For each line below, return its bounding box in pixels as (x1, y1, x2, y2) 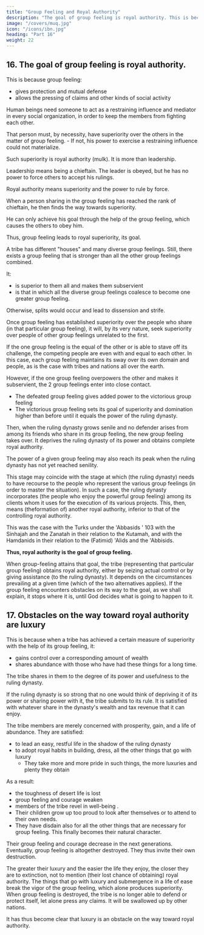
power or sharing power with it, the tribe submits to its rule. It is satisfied (6, 697, 187, 704)
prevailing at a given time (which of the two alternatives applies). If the (6, 579, 182, 587)
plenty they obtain (24, 766, 70, 773)
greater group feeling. (15, 294, 70, 302)
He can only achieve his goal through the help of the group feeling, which (6, 215, 190, 223)
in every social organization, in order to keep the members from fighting (6, 112, 186, 119)
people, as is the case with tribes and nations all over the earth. (6, 363, 165, 370)
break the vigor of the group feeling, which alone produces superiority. (6, 884, 184, 891)
